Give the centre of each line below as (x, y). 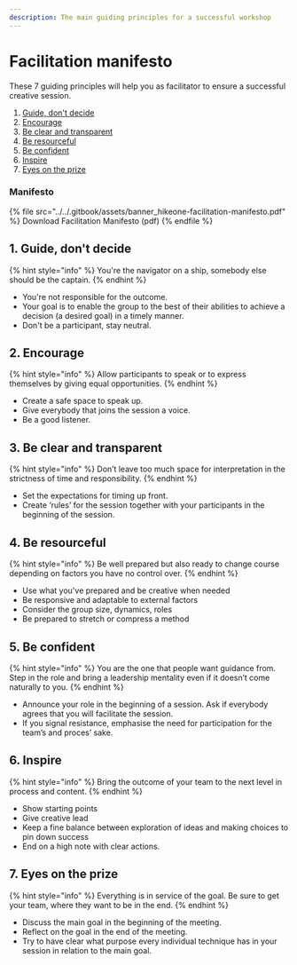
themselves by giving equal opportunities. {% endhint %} (113, 384)
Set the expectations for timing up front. (95, 496)
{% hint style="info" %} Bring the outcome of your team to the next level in (146, 781)
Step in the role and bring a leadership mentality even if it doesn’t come (140, 677)
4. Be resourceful (58, 542)
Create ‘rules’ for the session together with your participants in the (143, 505)
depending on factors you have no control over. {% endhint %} (124, 573)
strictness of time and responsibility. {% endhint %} (103, 479)
